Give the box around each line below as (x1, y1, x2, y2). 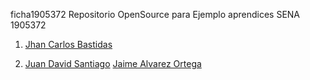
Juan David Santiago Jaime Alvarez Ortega (24, 58, 202, 69)
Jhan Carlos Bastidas (24, 39, 113, 50)
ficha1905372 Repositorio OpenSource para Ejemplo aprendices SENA (10, 9, 301, 20)
